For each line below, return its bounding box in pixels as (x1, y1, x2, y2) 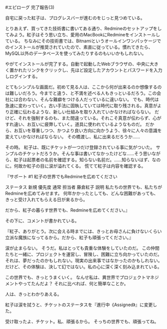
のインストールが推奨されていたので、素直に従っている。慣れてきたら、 (5, 44, 153, 50)
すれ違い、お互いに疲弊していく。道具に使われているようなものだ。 (5, 121, 145, 127)
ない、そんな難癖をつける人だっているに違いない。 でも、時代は (26, 97, 159, 102)
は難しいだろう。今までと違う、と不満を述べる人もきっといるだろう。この (5, 90, 157, 96)
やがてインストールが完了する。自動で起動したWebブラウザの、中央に (5, 61, 150, 67)
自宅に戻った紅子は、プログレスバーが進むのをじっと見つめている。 (5, 15, 145, 21)
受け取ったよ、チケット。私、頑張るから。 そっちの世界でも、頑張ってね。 (5, 319, 159, 325)
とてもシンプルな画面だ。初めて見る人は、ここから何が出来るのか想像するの (5, 84, 162, 90)
